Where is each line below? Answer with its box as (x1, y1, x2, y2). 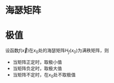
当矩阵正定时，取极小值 (12, 59, 62, 65)
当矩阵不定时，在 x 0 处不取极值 (12, 71, 76, 79)
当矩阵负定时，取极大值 (12, 65, 62, 71)
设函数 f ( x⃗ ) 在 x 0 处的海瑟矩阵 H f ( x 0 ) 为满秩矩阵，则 (5, 48, 109, 55)
